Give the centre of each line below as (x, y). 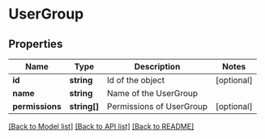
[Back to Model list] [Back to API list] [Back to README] (101, 126)
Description (157, 67)
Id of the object (135, 80)
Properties (36, 44)
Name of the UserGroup (152, 93)
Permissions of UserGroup (157, 106)
